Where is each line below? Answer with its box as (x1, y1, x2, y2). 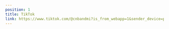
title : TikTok (5, 12, 35, 17)
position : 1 (5, 7, 30, 12)
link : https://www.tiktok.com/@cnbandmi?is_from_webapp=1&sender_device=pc (5, 16, 167, 21)
